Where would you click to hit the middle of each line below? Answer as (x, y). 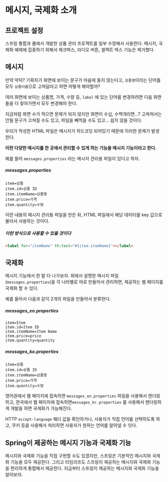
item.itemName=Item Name (31, 332)
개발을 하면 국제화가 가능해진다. (41, 408)
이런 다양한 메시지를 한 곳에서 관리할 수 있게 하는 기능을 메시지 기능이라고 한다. (81, 148)
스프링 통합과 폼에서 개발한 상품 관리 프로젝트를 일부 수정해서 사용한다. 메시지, (81, 43)
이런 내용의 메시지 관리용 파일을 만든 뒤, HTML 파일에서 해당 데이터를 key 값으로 (84, 214)
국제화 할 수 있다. (22, 288)
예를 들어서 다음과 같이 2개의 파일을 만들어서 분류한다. (58, 299)
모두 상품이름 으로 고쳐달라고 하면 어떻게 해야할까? (53, 86)
